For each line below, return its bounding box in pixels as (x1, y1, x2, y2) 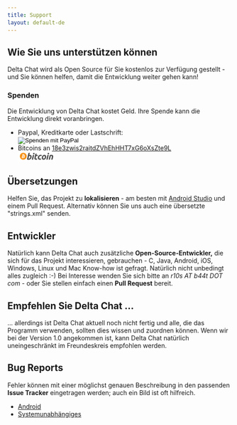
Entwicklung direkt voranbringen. (7, 114, 104, 122)
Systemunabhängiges (17, 409, 82, 418)
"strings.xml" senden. (7, 209, 71, 218)
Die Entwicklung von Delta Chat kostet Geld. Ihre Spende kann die (7, 107, 201, 115)
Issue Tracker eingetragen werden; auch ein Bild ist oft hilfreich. (7, 388, 196, 397)
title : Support (7, 11, 53, 19)
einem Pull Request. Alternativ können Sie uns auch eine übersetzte (7, 201, 206, 210)
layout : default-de (7, 19, 65, 26)
